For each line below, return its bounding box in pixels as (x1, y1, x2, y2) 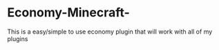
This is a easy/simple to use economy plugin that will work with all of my (7, 27, 213, 36)
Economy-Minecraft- (7, 5, 130, 21)
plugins (7, 34, 28, 42)
